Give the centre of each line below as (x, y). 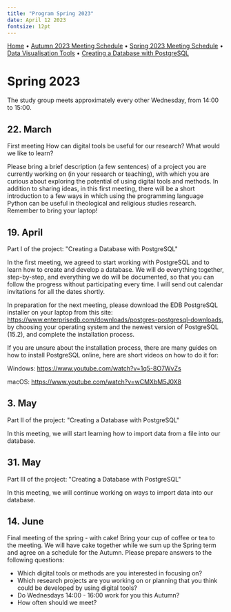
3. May (22, 403)
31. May (24, 463)
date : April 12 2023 (37, 20)
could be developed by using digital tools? (77, 588)
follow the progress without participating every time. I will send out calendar (115, 284)
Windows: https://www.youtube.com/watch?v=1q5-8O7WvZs (94, 368)
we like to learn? (30, 153)
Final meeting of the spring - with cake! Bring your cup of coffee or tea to (111, 538)
